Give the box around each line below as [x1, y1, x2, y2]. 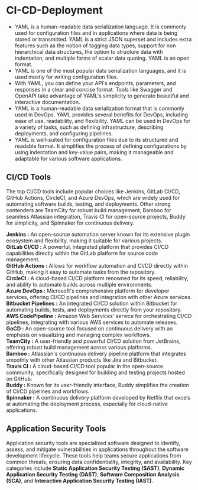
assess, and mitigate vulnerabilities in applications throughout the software [6, 446, 189, 453]
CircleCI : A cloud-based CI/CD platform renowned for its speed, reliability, [6, 274, 189, 281]
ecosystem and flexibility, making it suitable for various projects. [6, 237, 163, 244]
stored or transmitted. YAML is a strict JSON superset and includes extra [14, 35, 192, 43]
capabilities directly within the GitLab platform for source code [6, 249, 158, 257]
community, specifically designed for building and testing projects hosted [6, 369, 185, 376]
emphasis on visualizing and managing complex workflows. [6, 331, 151, 338]
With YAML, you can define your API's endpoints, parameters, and [14, 79, 176, 86]
